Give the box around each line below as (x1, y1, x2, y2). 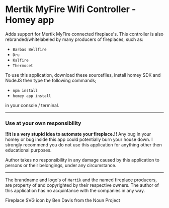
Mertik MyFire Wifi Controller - (5, 4, 136, 15)
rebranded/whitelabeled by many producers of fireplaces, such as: (5, 36, 143, 42)
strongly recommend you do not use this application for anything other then (5, 142, 162, 148)
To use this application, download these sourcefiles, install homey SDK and (5, 72, 161, 78)
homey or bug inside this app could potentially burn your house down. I (5, 136, 153, 142)
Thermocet (12, 63, 34, 68)
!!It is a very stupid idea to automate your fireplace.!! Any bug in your (5, 131, 151, 137)
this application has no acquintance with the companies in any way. (5, 188, 145, 194)
